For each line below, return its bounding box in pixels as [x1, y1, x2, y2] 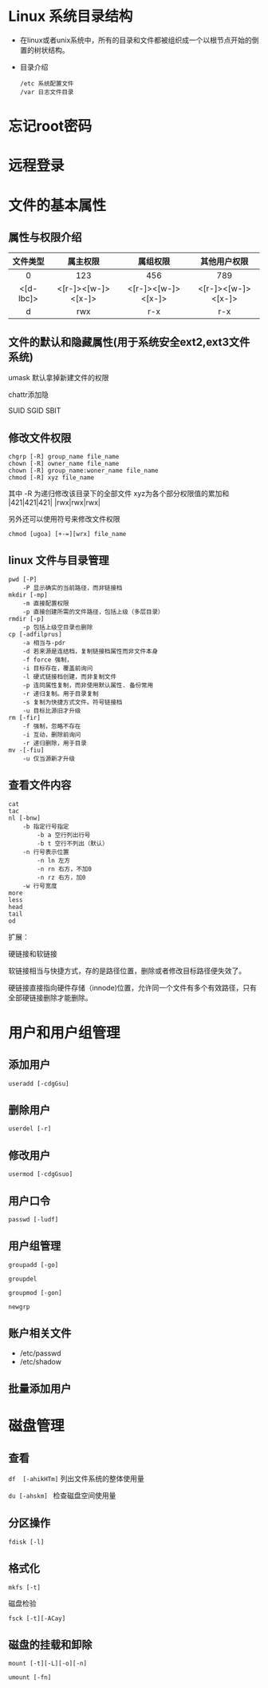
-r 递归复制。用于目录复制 [22, 689, 99, 697]
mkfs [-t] [8, 1583, 41, 1591]
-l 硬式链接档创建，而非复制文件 [22, 673, 117, 681]
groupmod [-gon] [8, 1289, 62, 1297]
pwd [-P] [8, 575, 37, 583]
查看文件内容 [8, 778, 72, 792]
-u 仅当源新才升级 [22, 754, 76, 763]
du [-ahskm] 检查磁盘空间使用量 [8, 1491, 116, 1500]
